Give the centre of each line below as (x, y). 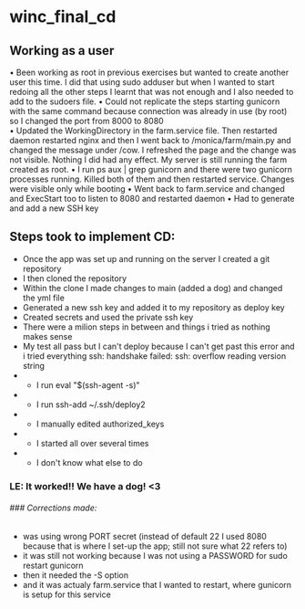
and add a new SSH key (54, 208)
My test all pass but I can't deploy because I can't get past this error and (158, 346)
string (34, 365)
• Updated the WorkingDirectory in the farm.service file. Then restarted (143, 131)
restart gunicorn (53, 565)
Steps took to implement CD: (92, 237)
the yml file (44, 298)
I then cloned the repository (75, 278)
